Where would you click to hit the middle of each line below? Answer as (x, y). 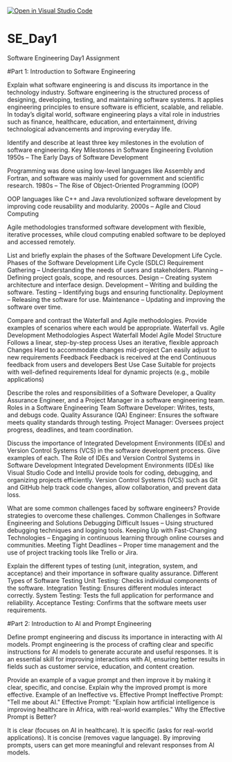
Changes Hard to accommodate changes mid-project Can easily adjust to (112, 350)
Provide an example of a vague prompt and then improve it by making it (109, 679)
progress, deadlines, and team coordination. (70, 430)
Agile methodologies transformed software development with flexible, (107, 227)
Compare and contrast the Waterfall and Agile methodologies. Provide (107, 320)
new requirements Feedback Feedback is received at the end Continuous (111, 357)
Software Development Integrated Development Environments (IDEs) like (111, 465)
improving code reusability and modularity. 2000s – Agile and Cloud (104, 206)
